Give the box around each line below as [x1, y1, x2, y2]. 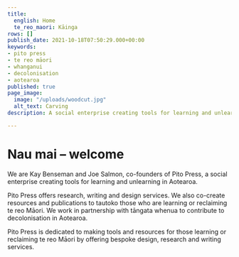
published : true [7, 83, 55, 90]
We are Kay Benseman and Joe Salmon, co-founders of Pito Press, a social [7, 170, 228, 178]
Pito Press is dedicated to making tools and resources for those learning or [7, 227, 226, 236]
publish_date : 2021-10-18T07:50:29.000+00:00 [7, 37, 144, 44]
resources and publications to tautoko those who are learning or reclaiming [7, 198, 228, 207]
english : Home [14, 17, 55, 24]
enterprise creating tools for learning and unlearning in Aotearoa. [7, 177, 198, 185]
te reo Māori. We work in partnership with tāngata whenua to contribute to [7, 206, 225, 214]
